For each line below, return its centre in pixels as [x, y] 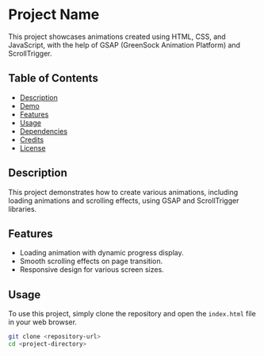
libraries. [23, 209]
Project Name [54, 15]
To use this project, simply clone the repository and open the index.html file [132, 314]
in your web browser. [43, 322]
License [33, 147]
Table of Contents [54, 78]
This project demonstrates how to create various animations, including [123, 192]
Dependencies [44, 131]
